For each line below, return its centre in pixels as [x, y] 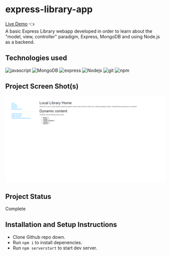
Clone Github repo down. [39, 237]
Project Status [29, 197]
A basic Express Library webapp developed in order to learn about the [79, 31]
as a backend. [20, 42]
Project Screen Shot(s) [42, 86]
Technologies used [36, 58]
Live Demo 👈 [20, 23]
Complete [16, 209]
